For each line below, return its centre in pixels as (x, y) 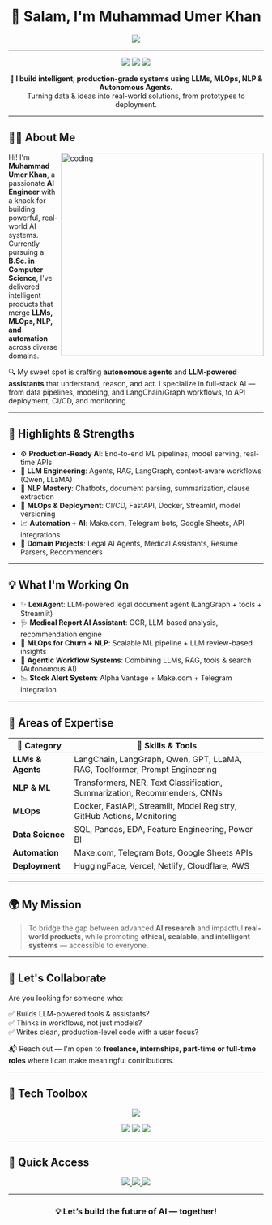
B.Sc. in (21, 261)
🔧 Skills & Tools (166, 746)
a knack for (27, 200)
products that (31, 304)
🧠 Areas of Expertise (61, 723)
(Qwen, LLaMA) (46, 479)
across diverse (33, 347)
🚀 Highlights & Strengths (72, 434)
